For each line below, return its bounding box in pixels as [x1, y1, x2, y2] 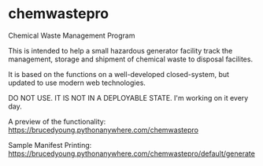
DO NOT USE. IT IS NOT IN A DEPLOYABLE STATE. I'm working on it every [8, 93, 249, 102]
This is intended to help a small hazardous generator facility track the [8, 46, 233, 55]
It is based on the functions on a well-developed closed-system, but [8, 69, 230, 79]
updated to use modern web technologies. [8, 78, 146, 87]
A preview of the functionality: [8, 116, 106, 126]
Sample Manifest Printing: [8, 140, 92, 149]
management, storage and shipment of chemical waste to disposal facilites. [8, 54, 254, 64]
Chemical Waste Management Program [8, 31, 135, 40]
